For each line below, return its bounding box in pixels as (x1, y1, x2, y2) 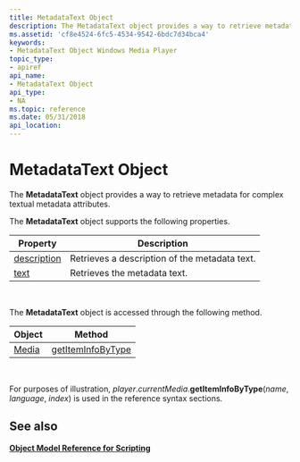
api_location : (9, 122, 62, 130)
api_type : (9, 88, 46, 97)
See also (9, 419, 58, 434)
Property (18, 237, 57, 249)
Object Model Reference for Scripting (9, 442, 151, 453)
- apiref (9, 63, 42, 72)
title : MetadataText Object (9, 13, 114, 22)
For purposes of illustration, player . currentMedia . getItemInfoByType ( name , (9, 383, 289, 394)
